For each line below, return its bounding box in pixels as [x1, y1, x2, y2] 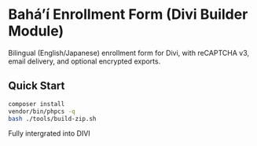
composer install [8, 100, 65, 108]
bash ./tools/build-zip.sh [8, 115, 97, 122]
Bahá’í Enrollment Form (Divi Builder [8, 5, 248, 24]
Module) [8, 22, 64, 40]
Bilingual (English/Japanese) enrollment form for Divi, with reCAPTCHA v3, [8, 48, 250, 57]
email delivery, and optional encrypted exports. [8, 57, 161, 66]
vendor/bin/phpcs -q [8, 108, 76, 115]
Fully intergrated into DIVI [8, 129, 90, 138]
